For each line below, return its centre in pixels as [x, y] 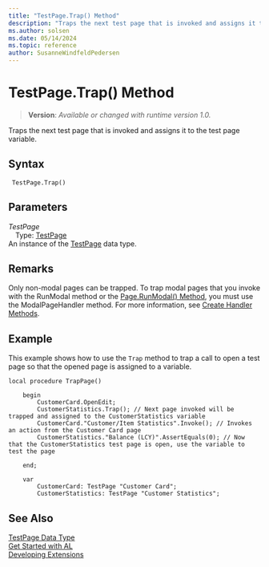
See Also [31, 518]
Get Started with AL [41, 546]
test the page [32, 452]
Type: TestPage [41, 235]
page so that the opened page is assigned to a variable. [100, 367]
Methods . [24, 314]
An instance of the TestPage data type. [73, 243]
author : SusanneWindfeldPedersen [64, 53]
